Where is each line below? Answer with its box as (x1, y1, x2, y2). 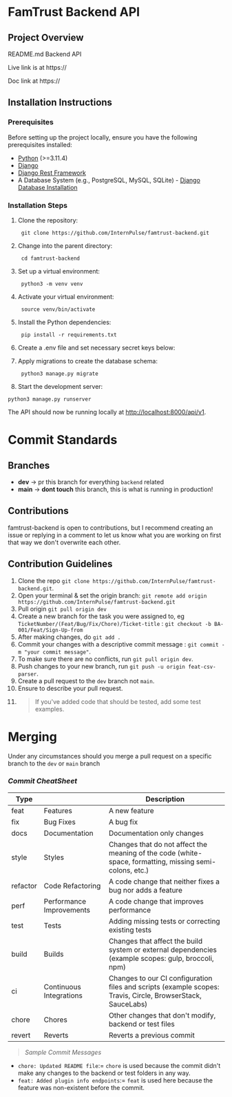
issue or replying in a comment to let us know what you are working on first (8, 531, 222, 539)
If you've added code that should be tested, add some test (34, 697, 202, 705)
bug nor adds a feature (108, 885, 183, 895)
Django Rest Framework (17, 169, 87, 177)
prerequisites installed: (8, 140, 73, 149)
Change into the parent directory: (17, 241, 113, 249)
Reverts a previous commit (108, 1030, 195, 1040)
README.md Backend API (8, 50, 82, 58)
